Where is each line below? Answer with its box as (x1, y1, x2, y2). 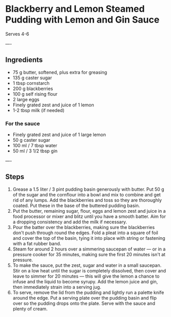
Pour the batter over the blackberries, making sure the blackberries (12, 224, 155, 230)
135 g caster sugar (12, 75, 52, 81)
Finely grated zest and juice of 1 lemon (12, 102, 95, 108)
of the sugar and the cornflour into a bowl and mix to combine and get (12, 191, 161, 197)
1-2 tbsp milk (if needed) (12, 107, 65, 113)
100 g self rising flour (12, 90, 58, 97)
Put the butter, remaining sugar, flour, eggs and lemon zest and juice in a (12, 208, 166, 214)
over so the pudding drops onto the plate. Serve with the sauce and (12, 300, 155, 306)
